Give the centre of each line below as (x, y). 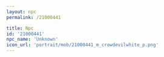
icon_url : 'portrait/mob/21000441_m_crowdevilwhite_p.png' (83, 45)
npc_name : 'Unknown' (32, 40)
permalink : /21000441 (34, 17)
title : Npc (20, 28)
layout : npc (21, 12)
